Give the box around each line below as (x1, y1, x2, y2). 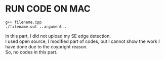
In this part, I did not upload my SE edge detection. (5, 33, 111, 39)
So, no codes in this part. (5, 49, 58, 55)
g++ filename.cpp (5, 20, 42, 25)
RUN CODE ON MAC (5, 3, 91, 15)
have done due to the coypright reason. (5, 43, 88, 49)
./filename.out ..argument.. (5, 24, 67, 29)
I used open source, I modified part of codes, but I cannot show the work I (5, 38, 160, 44)
